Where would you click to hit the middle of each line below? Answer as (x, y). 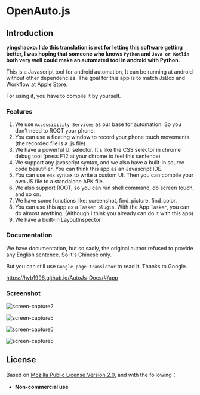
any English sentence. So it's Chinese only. (59, 255)
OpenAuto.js (38, 11)
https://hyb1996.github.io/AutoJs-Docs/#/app (62, 278)
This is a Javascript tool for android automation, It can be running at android (99, 72)
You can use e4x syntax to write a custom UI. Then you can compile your (104, 175)
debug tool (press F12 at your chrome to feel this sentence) (88, 156)
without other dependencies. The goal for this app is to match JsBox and (96, 78)
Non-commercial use (41, 387)
